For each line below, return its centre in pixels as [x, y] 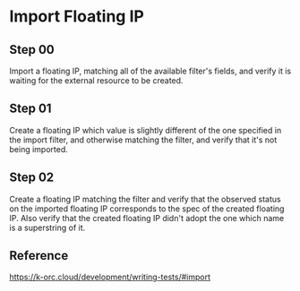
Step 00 [32, 50]
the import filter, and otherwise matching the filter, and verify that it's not [143, 140]
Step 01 [30, 109]
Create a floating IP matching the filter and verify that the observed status [145, 199]
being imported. [39, 149]
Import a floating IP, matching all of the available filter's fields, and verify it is [150, 71]
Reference [39, 256]
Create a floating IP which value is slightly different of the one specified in [146, 130]
